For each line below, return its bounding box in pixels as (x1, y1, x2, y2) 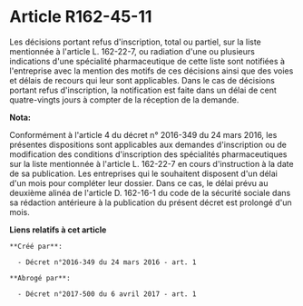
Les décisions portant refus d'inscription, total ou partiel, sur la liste (9, 36, 261, 47)
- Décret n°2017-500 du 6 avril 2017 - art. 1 (17, 289, 197, 299)
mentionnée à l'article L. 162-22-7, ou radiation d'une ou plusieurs (9, 45, 256, 56)
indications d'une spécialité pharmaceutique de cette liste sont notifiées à (9, 55, 286, 66)
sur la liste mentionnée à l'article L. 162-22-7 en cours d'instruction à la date (9, 158, 294, 169)
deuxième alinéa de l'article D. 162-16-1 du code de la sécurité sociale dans (9, 187, 291, 198)
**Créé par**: (9, 242, 64, 251)
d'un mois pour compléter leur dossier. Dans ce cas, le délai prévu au (9, 177, 269, 188)
